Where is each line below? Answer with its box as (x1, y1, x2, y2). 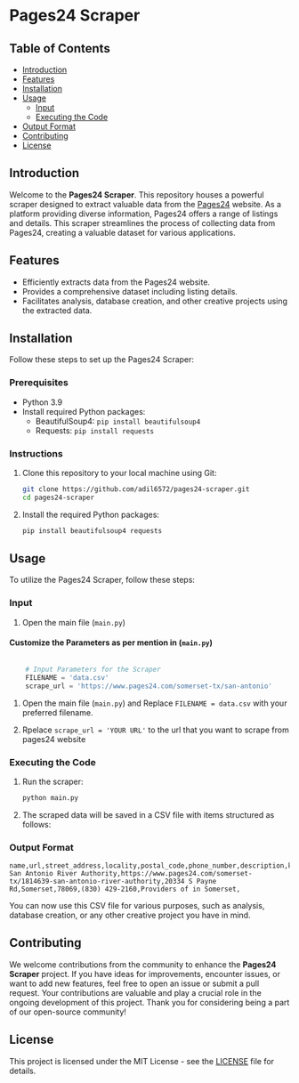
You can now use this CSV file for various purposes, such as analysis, (9, 901, 265, 911)
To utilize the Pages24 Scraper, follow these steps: (9, 575, 196, 586)
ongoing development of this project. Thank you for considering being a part (9, 997, 290, 1007)
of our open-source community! (9, 1006, 127, 1017)
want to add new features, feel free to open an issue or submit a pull (9, 978, 260, 989)
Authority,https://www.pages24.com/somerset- (80, 869, 253, 878)
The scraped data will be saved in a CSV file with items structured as (21, 809, 275, 820)
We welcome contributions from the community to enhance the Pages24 (9, 958, 277, 970)
